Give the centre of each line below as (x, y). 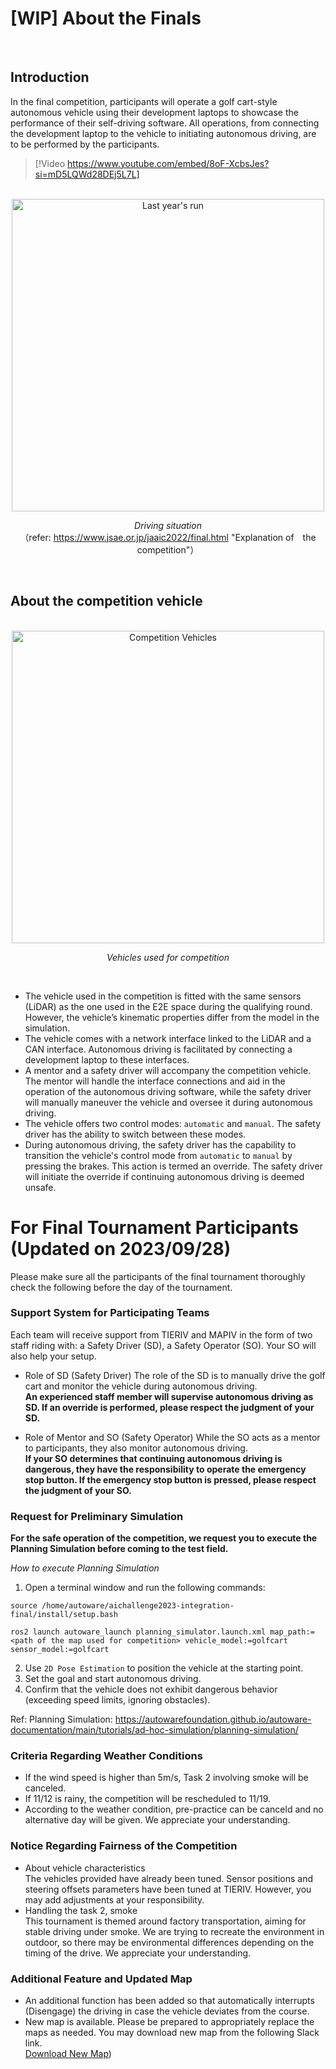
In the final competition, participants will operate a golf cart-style (144, 101)
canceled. (45, 1788)
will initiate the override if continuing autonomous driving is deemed (164, 1176)
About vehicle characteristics (85, 1868)
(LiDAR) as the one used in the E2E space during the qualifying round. (168, 1006)
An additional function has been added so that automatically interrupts (169, 2000)
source (24, 1606)
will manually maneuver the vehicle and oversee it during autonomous (168, 1102)
